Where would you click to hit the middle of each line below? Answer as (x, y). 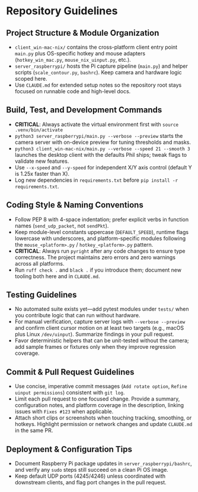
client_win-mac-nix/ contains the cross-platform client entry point (96, 47)
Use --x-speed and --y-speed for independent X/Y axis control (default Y (103, 167)
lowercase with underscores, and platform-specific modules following (100, 238)
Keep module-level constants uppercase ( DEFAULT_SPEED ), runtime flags (101, 232)
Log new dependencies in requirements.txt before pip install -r (96, 180)
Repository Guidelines (62, 11)
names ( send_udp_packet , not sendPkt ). (62, 225)
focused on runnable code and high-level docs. (73, 91)
